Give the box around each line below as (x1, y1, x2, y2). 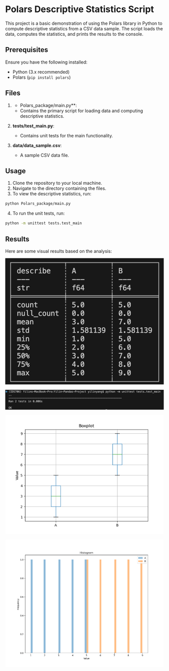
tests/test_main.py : (12, 123, 54, 129)
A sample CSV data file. (20, 152, 69, 158)
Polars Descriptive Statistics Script (5, 4, 154, 15)
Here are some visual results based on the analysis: (5, 248, 112, 254)
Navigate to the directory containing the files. (12, 185, 107, 191)
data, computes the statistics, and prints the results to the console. (5, 31, 143, 37)
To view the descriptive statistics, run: (12, 191, 92, 197)
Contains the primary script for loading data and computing (20, 108, 143, 114)
